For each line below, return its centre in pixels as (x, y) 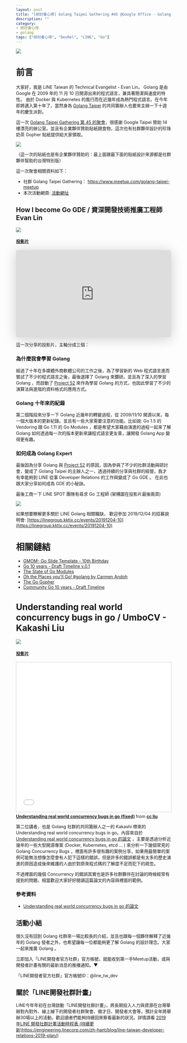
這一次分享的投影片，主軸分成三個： (53, 345)
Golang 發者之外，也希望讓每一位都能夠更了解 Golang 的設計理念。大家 (98, 942)
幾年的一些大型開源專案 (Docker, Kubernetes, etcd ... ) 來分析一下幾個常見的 (93, 845)
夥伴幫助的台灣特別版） (40, 160)
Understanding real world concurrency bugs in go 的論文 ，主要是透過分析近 (93, 839)
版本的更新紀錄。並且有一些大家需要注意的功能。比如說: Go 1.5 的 (95, 421)
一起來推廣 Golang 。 (37, 948)
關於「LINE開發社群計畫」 (56, 992)
